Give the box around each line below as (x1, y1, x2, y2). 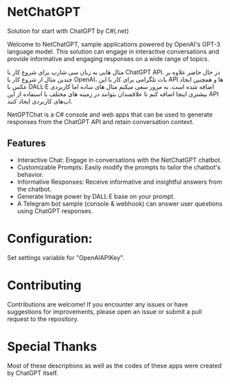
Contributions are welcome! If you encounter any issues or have (7, 300, 188, 309)
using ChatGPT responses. (16, 206, 93, 215)
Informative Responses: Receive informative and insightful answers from (16, 178, 222, 186)
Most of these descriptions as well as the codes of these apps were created (7, 361, 222, 370)
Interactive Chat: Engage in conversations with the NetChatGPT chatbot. (16, 156, 222, 164)
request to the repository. (7, 315, 79, 323)
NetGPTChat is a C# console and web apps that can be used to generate (7, 110, 213, 119)
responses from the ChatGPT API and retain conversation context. (7, 117, 194, 125)
